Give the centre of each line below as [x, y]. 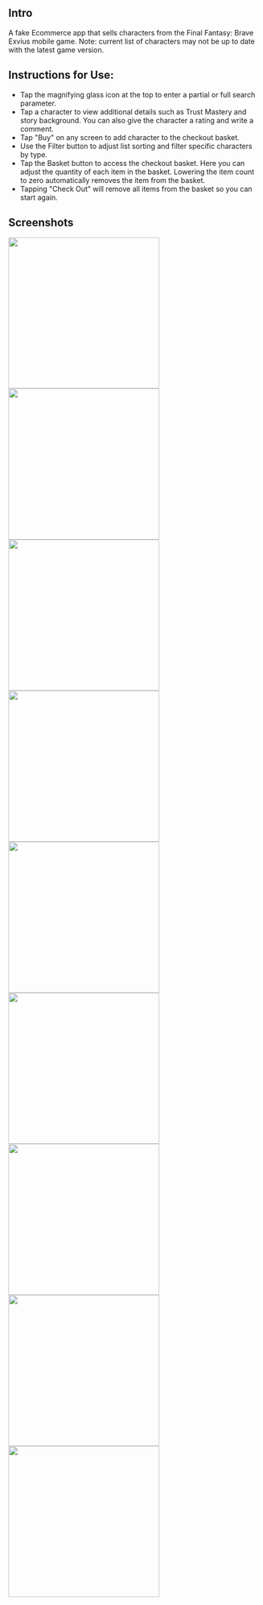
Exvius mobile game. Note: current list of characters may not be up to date [132, 41]
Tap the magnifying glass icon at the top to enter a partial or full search [138, 94]
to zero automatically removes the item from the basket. [113, 180]
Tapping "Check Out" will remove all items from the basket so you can [136, 189]
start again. [39, 197]
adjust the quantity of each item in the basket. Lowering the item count [137, 172]
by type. [34, 154]
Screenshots [41, 223]
